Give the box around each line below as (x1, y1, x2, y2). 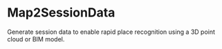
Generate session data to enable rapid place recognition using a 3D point (7, 28, 216, 36)
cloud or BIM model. (7, 35, 65, 43)
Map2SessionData (7, 5, 115, 21)
